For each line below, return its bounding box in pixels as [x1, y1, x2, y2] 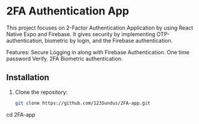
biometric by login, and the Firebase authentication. [45, 37, 173, 44]
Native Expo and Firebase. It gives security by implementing [6, 30, 156, 37]
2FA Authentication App [6, 4, 130, 18]
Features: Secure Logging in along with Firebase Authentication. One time [6, 48, 190, 55]
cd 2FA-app [6, 111, 36, 118]
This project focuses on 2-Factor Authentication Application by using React [6, 24, 194, 31]
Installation [6, 72, 49, 82]
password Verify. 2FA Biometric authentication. [6, 55, 123, 62]
